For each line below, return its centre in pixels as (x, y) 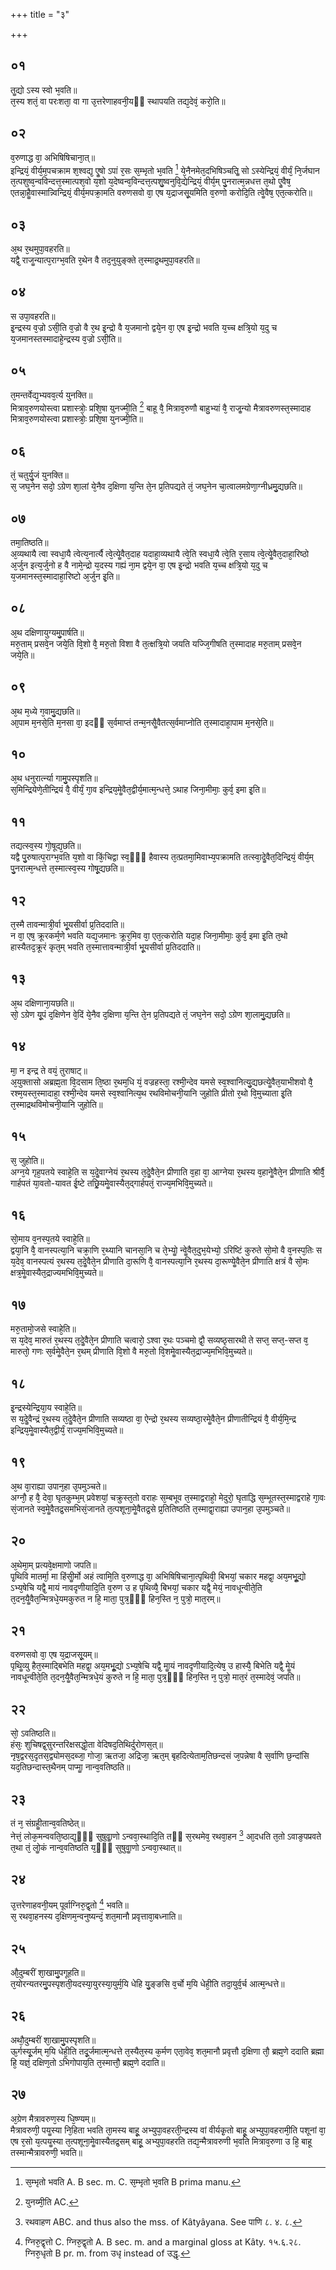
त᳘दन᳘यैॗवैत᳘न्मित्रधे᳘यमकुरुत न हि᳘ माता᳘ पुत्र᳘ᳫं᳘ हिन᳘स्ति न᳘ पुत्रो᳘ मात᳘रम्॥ (115, 1598)
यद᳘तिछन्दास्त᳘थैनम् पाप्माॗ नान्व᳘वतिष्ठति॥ (70, 1767)
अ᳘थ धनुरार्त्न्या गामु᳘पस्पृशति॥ (54, 778)
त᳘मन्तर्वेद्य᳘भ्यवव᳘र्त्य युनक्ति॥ (51, 395)
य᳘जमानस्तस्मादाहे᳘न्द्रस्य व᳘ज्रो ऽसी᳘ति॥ (66, 338)
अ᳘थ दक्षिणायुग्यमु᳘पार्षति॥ (47, 632)
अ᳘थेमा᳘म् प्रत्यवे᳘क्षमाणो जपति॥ (53, 1565)
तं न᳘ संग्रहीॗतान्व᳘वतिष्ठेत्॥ (47, 1823)
